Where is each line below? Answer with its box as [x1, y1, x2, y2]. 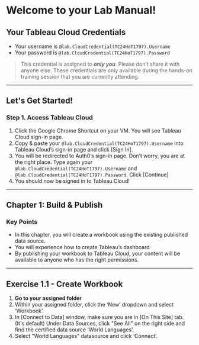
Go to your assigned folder [14, 295, 82, 302]
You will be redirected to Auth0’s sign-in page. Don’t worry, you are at [14, 152, 185, 159]
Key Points [6, 218, 38, 225]
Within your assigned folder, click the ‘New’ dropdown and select [14, 301, 174, 308]
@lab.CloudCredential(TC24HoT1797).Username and [14, 165, 137, 172]
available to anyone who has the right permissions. [14, 256, 139, 263]
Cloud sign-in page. [14, 133, 63, 140]
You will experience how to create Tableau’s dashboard [14, 244, 150, 251]
